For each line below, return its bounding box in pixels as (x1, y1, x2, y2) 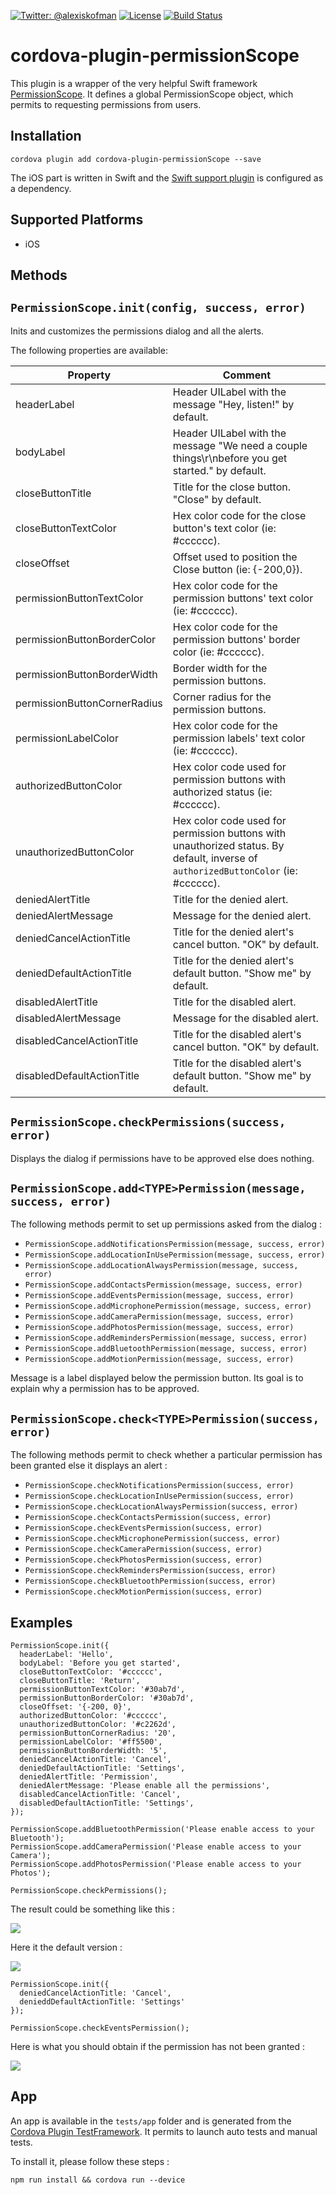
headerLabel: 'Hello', (19, 1650, 114, 1660)
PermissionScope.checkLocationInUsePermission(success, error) (24, 1491, 295, 1502)
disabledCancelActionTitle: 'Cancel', (19, 1790, 182, 1800)
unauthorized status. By (172, 838, 285, 852)
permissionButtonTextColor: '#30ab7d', (19, 1685, 186, 1695)
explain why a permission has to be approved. (10, 1383, 200, 1395)
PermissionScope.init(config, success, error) (10, 301, 307, 315)
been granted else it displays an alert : (10, 1460, 168, 1472)
